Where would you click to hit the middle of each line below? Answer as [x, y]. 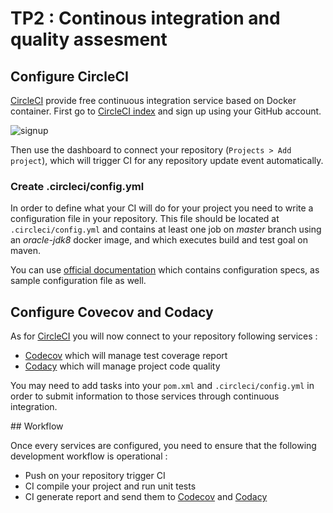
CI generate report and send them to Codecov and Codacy [146, 497]
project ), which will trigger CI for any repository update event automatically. [167, 160]
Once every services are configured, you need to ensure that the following [163, 446]
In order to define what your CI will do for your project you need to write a [162, 208]
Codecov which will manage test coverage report [126, 356]
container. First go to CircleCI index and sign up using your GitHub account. [166, 111]
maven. [25, 251]
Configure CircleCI [69, 76]
